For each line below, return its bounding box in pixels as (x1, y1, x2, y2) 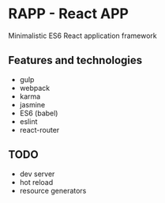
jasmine (19, 100, 46, 109)
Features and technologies (8, 54, 143, 67)
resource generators (19, 186, 87, 195)
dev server (19, 169, 55, 179)
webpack (19, 83, 50, 92)
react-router (19, 125, 60, 134)
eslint (19, 116, 38, 126)
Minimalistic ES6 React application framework (8, 31, 158, 40)
